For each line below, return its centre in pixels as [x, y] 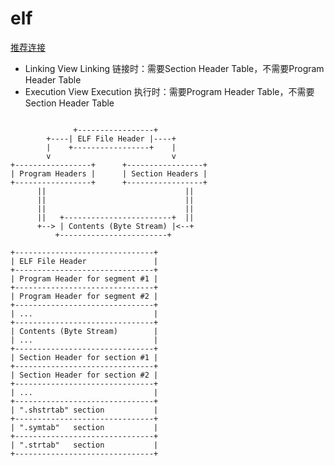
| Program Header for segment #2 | [84, 296]
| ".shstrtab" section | [84, 410]
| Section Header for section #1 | [84, 357]
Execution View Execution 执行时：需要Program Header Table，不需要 [169, 91]
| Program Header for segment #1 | [84, 278]
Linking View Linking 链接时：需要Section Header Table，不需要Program [174, 68]
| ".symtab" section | [84, 427]
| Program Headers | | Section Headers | [109, 173]
